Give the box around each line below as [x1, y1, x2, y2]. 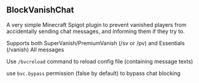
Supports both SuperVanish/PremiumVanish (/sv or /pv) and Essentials [6, 39, 185, 46]
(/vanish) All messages [6, 46, 64, 53]
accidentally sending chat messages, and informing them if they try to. [6, 27, 185, 35]
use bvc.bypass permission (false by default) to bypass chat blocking [6, 70, 181, 77]
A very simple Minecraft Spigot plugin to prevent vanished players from [6, 21, 187, 28]
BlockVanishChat [6, 5, 74, 15]
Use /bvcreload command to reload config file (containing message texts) [6, 57, 193, 65]
